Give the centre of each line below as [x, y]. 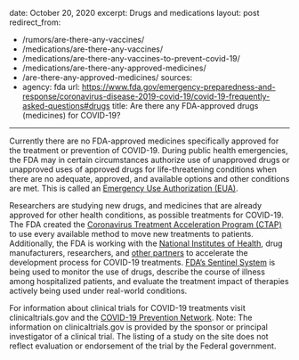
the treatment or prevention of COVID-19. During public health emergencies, [149, 150]
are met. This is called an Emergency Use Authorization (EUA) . [124, 188]
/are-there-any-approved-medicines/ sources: [107, 78]
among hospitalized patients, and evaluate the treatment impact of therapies [149, 281]
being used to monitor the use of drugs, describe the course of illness [137, 272]
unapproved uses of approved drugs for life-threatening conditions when [143, 169]
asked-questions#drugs [66, 106]
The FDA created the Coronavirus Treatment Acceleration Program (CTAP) [145, 225]
